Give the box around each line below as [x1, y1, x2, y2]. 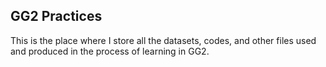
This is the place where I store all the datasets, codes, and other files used [10, 34, 317, 46]
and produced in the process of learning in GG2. [10, 45, 210, 57]
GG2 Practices [10, 8, 103, 25]
